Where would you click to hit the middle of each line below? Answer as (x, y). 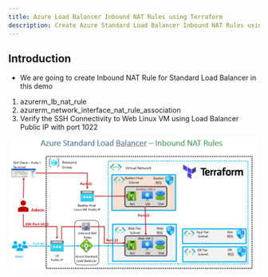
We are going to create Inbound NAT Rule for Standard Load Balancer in (138, 78)
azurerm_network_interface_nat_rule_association (100, 110)
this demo (36, 86)
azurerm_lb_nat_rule (53, 102)
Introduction (40, 59)
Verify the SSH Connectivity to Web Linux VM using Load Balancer (129, 119)
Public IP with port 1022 (59, 127)
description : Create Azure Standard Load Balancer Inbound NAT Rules (126, 25)
